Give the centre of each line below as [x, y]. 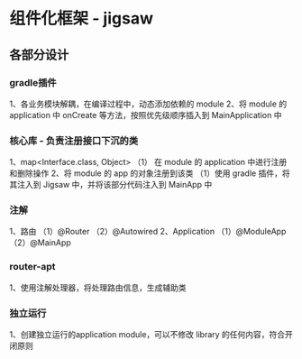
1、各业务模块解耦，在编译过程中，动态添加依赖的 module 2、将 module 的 [148, 104]
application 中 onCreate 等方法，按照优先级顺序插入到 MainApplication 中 [146, 115]
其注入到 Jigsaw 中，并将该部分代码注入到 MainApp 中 [111, 185]
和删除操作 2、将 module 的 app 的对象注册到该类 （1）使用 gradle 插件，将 [150, 173]
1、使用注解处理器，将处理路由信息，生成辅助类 [98, 287]
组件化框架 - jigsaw [81, 18]
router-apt [32, 267]
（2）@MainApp [41, 243]
